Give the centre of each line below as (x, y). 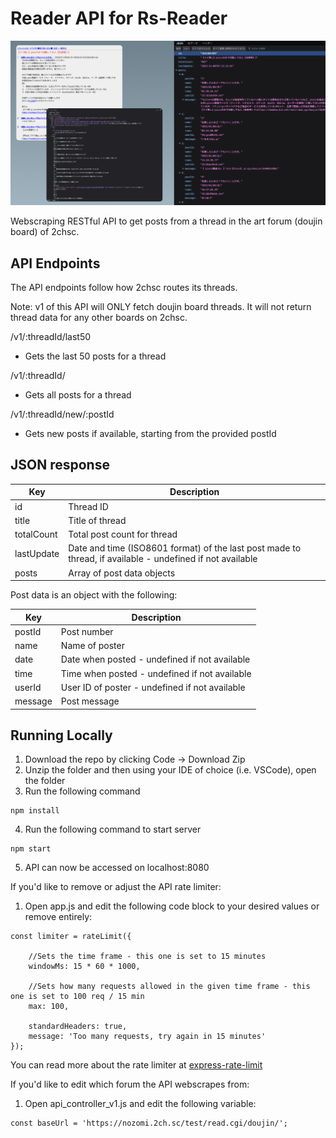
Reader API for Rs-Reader (119, 18)
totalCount (36, 534)
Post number (87, 631)
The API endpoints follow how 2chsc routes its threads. (124, 288)
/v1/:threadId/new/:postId (62, 414)
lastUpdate (37, 553)
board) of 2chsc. (45, 232)
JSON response (60, 465)
